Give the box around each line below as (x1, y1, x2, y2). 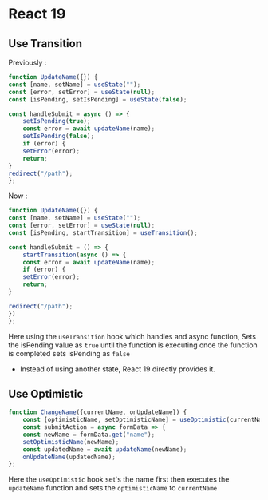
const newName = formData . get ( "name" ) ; (22, 431, 156, 438)
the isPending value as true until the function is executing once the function (8, 340, 258, 350)
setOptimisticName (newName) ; (22, 438, 120, 446)
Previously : (8, 58, 47, 67)
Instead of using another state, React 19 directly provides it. (19, 364, 215, 374)
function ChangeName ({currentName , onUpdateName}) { (8, 408, 187, 416)
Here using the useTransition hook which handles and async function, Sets (8, 331, 257, 341)
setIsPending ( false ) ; (22, 133, 94, 141)
